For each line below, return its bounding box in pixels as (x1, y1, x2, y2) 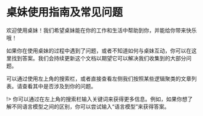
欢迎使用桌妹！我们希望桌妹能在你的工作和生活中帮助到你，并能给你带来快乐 (6, 27, 197, 34)
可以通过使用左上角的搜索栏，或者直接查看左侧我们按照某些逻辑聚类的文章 (6, 75, 192, 82)
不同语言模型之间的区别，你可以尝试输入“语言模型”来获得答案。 (11, 103, 170, 110)
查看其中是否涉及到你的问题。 (22, 82, 97, 89)
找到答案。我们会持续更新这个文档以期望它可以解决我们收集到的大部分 (11, 54, 186, 62)
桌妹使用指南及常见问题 (6, 5, 123, 19)
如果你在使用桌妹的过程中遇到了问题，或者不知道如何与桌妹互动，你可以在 (6, 47, 192, 54)
